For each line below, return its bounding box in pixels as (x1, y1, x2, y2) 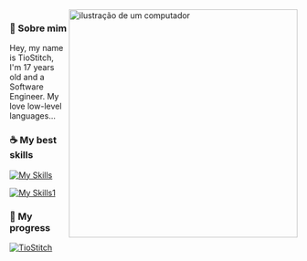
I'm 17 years (9, 62, 55, 73)
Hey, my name (9, 43, 64, 54)
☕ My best (9, 134, 58, 147)
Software (9, 81, 44, 92)
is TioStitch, (9, 52, 55, 63)
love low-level (9, 100, 62, 112)
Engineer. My (9, 91, 59, 102)
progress (9, 221, 51, 234)
